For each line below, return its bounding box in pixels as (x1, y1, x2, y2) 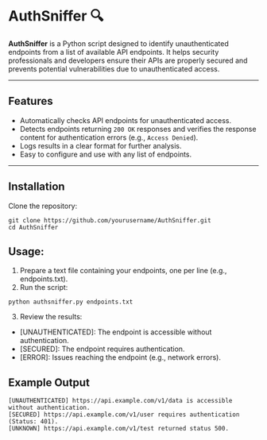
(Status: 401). (8, 418, 59, 426)
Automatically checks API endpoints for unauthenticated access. (19, 115, 232, 125)
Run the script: (19, 283, 68, 292)
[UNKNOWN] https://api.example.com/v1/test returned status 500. (8, 425, 229, 433)
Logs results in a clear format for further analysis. (19, 141, 182, 150)
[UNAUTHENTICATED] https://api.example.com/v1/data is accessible (8, 397, 233, 405)
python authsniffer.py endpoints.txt (8, 298, 133, 307)
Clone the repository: (8, 201, 78, 210)
